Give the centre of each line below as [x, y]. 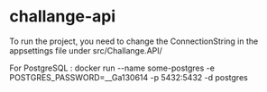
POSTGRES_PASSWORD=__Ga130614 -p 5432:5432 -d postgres [129, 77]
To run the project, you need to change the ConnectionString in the [134, 41]
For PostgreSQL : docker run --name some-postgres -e [112, 68]
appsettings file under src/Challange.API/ [86, 50]
